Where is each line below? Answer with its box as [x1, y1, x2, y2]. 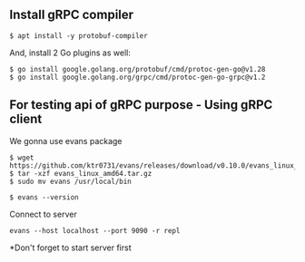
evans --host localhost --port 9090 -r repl [9, 226, 181, 235]
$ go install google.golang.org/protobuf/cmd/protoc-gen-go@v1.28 [9, 64, 266, 73]
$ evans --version [9, 192, 79, 202]
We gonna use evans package [9, 135, 123, 146]
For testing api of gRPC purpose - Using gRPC [9, 97, 273, 112]
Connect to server [9, 209, 77, 219]
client [9, 112, 43, 127]
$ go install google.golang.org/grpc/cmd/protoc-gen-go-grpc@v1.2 [9, 73, 266, 82]
